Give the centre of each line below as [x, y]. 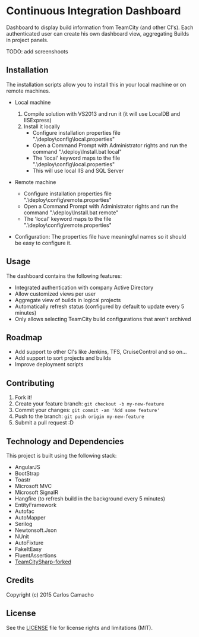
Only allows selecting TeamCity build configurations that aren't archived [103, 319]
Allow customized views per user [55, 294]
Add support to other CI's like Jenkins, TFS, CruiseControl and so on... [101, 352]
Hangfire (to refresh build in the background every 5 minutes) [90, 499]
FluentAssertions [35, 555]
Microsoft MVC [33, 486]
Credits [20, 580]
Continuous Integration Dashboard [94, 11]
